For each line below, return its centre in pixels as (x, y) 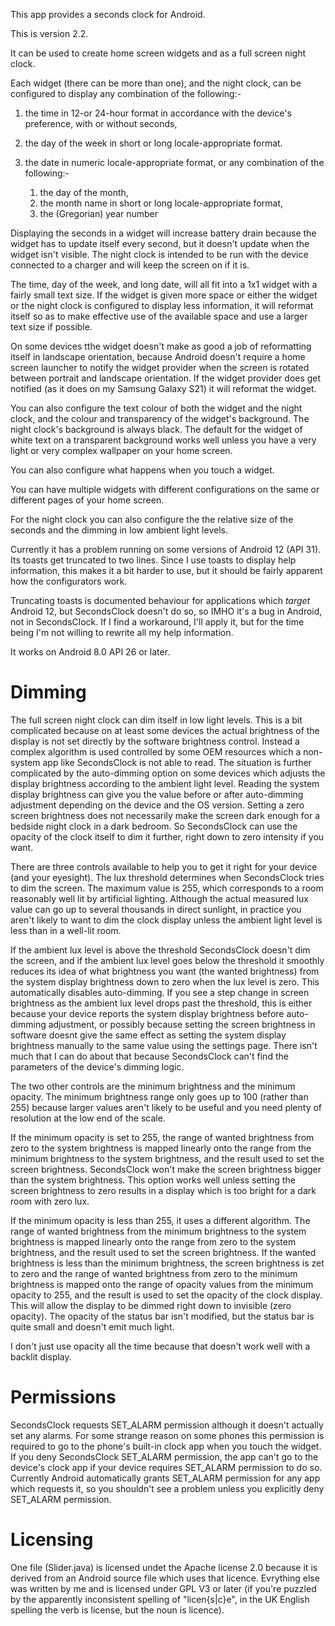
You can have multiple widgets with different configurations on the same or (165, 489)
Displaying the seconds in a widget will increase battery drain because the (163, 233)
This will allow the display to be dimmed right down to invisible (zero (151, 1305)
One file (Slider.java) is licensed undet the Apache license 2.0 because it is (164, 1567)
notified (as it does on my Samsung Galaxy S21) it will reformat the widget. (163, 388)
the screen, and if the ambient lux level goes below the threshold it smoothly (167, 960)
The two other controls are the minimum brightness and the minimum (153, 1086)
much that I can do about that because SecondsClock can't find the (149, 1056)
